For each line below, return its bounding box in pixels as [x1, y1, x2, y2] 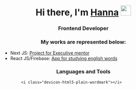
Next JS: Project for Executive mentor [10, 50, 90, 56]
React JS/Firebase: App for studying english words [10, 55, 118, 62]
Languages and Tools [56, 68, 111, 75]
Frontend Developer [58, 25, 109, 32]
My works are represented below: [40, 39, 126, 46]
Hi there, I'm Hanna [35, 7, 119, 18]
